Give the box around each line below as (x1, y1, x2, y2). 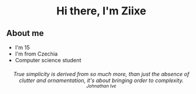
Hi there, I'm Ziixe (56, 4, 147, 18)
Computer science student (14, 57, 81, 63)
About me (6, 28, 44, 38)
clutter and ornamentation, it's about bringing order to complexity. (19, 77, 184, 84)
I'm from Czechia (14, 50, 58, 57)
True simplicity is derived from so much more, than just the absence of (13, 70, 190, 77)
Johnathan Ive (86, 83, 116, 89)
